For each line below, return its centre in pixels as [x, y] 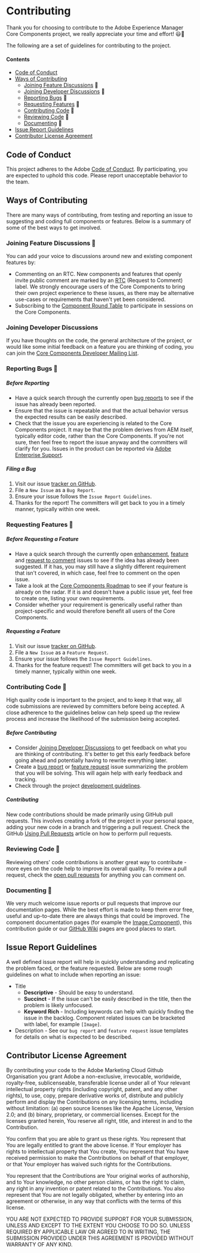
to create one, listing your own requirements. [70, 598]
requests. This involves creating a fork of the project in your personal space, [100, 821]
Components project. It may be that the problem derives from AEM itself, [104, 430]
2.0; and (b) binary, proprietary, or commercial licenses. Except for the [93, 1114]
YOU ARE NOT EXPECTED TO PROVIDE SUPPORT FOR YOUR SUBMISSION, [100, 1219]
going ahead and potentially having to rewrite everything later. [91, 760]
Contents [18, 59]
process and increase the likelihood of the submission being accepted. [93, 719]
